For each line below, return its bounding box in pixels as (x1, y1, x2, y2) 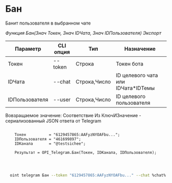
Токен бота (116, 60, 143, 67)
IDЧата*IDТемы (116, 84, 155, 91)
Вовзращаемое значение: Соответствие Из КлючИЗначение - (5, 112, 142, 118)
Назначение (124, 45, 156, 52)
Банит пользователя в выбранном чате (5, 20, 91, 26)
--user (53, 96, 71, 103)
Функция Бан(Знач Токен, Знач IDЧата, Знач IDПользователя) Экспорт (5, 30, 162, 36)
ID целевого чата (116, 72, 158, 79)
